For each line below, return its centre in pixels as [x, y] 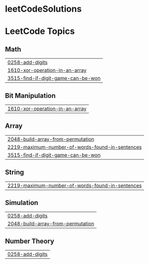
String [15, 173]
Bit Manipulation [30, 95]
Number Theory [30, 241]
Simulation [22, 203]
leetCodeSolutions [43, 9]
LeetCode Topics [40, 31]
